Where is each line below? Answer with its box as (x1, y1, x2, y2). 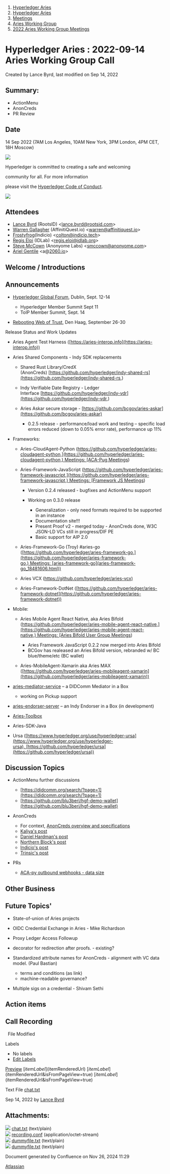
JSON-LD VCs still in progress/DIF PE (35, 528, 114, 534)
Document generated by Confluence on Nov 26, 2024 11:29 (5, 1153, 129, 1159)
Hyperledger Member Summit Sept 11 (20, 304, 98, 310)
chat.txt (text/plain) (11, 1125, 52, 1131)
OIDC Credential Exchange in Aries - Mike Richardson (12, 925, 125, 931)
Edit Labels (12, 1056, 36, 1062)
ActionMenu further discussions (12, 777, 80, 783)
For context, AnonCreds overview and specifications (20, 823, 130, 829)
